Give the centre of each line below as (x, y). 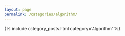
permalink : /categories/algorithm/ (41, 14)
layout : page (18, 10)
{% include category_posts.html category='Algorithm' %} (62, 28)
